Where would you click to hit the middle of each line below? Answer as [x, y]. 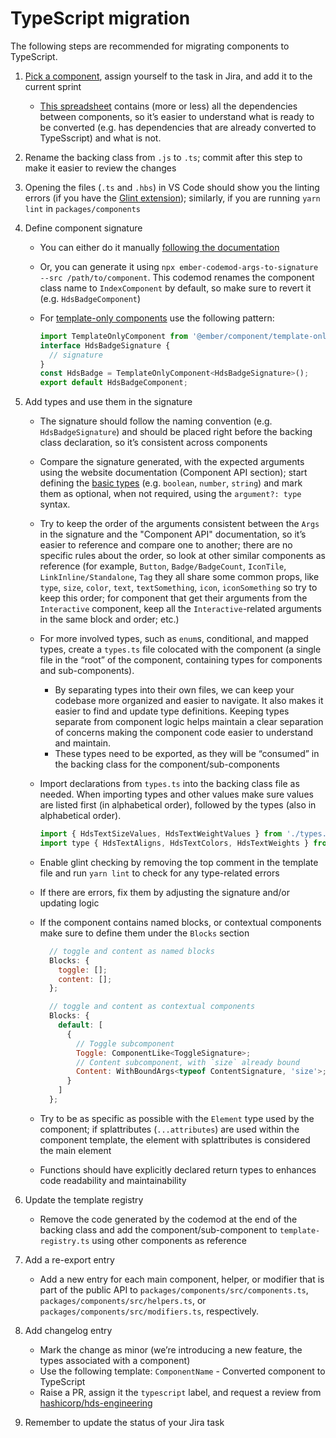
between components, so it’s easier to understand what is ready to [177, 116]
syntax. [55, 504]
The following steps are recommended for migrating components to [150, 46]
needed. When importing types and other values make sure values [176, 794]
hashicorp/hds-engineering [96, 1403]
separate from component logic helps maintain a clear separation [189, 722]
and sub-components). [87, 671]
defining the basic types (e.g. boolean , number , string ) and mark [171, 483]
